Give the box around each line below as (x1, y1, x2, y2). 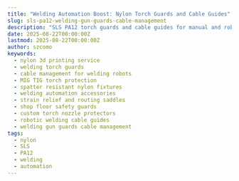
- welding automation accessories (14, 90, 116, 97)
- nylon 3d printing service (14, 57, 100, 64)
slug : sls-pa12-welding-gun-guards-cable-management (7, 17, 167, 24)
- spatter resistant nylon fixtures (14, 83, 122, 90)
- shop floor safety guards (14, 103, 97, 110)
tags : (7, 130, 23, 137)
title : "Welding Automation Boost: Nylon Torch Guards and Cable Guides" (7, 10, 231, 18)
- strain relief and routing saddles (14, 97, 126, 104)
